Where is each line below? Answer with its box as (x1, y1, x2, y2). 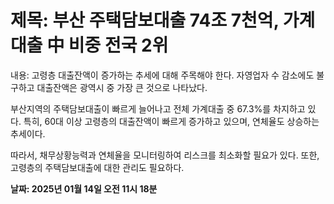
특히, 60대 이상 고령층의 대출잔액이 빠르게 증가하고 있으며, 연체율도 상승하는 (23, 115, 320, 127)
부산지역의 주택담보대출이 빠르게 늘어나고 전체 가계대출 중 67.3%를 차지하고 (10, 102, 306, 115)
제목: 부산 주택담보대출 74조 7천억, (10, 9, 280, 32)
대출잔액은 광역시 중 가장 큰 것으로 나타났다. (36, 81, 208, 93)
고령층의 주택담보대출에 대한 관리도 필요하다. (10, 161, 185, 173)
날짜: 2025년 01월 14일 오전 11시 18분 (10, 182, 158, 195)
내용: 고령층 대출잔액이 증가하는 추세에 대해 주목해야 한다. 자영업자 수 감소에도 (10, 69, 315, 81)
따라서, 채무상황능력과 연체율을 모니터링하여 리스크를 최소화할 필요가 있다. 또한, (10, 149, 320, 161)
